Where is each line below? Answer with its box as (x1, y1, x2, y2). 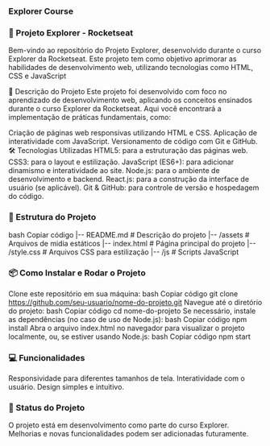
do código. (8, 192, 44, 201)
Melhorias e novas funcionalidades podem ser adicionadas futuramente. (8, 429, 249, 439)
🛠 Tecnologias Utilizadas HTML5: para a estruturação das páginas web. (8, 146, 248, 155)
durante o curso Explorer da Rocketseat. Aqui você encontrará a (8, 104, 222, 114)
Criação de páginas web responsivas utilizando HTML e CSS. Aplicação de (8, 128, 258, 138)
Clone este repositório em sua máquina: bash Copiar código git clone (8, 288, 239, 299)
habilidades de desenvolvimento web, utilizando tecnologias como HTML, (8, 63, 254, 72)
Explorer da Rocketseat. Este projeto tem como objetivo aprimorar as (8, 54, 237, 64)
